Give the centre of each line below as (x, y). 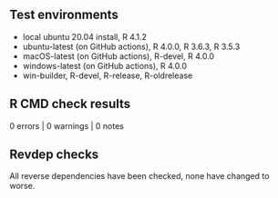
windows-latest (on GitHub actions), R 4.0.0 (104, 65)
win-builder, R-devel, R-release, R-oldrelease (108, 75)
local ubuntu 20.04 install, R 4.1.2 (85, 36)
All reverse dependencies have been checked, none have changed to (139, 176)
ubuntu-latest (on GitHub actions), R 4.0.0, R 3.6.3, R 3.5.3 (131, 46)
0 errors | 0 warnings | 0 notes (67, 125)
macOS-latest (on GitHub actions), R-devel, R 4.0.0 (118, 56)
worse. (22, 186)
